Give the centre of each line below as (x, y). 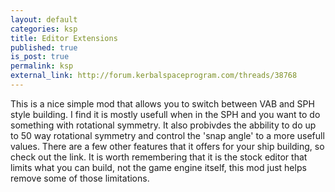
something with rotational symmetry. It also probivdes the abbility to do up (163, 125)
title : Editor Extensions (64, 38)
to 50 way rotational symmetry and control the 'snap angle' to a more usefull (167, 135)
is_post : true (40, 57)
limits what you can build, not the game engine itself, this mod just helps (158, 167)
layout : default (44, 19)
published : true (44, 47)
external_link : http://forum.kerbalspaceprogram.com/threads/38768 (154, 76)
